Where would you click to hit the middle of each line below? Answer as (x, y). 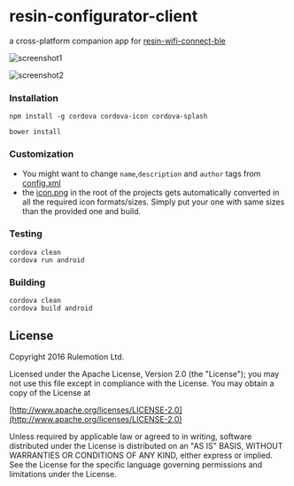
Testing (26, 234)
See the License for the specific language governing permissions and (136, 464)
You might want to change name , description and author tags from (141, 174)
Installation (34, 97)
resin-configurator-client (104, 16)
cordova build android (51, 309)
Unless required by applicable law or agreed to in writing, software (131, 436)
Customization (42, 154)
